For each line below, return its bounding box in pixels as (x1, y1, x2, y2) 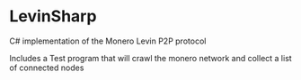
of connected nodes (9, 62, 84, 73)
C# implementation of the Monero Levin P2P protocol (9, 36, 207, 46)
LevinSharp (9, 6, 97, 27)
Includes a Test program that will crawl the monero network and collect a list (9, 52, 292, 63)
